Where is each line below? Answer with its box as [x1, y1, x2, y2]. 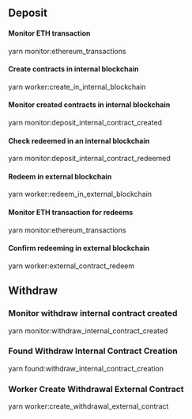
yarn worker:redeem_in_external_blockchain [8, 190, 152, 199]
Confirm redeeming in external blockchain [8, 244, 150, 253]
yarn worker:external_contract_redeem [8, 261, 135, 271]
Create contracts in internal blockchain [8, 64, 139, 74]
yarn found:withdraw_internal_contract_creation [8, 363, 164, 373]
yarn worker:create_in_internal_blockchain [8, 82, 146, 91]
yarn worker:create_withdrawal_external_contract [8, 402, 169, 411]
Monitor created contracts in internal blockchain [8, 100, 171, 110]
